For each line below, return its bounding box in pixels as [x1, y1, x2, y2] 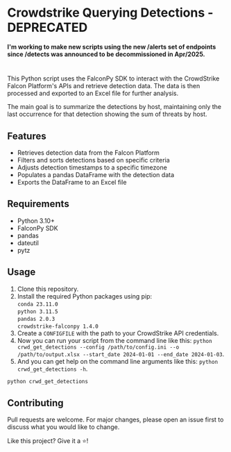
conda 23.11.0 [17, 301, 58, 308]
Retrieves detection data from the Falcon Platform [17, 148, 160, 157]
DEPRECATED [7, 19, 88, 35]
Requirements [7, 198, 69, 210]
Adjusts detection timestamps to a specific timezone [17, 163, 168, 171]
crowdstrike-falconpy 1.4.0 [17, 323, 99, 330]
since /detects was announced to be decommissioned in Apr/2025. [7, 50, 205, 58]
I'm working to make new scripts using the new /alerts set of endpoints [7, 42, 216, 51]
